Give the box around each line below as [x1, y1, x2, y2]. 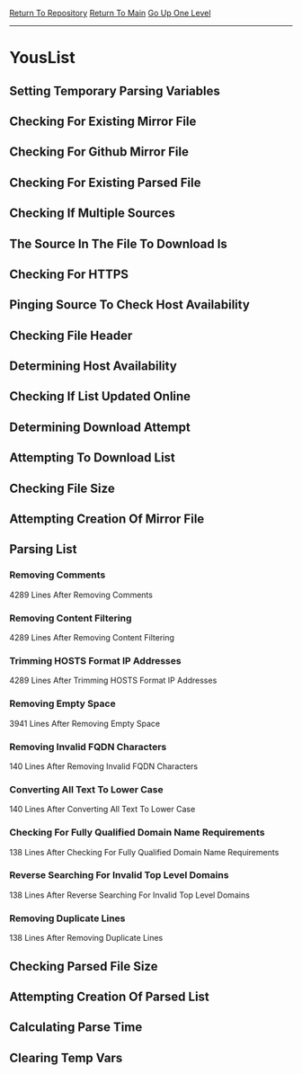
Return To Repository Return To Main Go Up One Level [9, 8, 211, 18]
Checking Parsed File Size [9, 958, 158, 974]
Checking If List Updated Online [9, 389, 191, 404]
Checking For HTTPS [9, 266, 129, 282]
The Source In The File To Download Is [9, 236, 227, 251]
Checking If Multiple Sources [9, 206, 175, 221]
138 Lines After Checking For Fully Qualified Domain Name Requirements [9, 846, 280, 857]
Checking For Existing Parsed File [9, 175, 201, 190]
